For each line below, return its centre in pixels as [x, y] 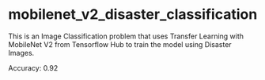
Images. [21, 53]
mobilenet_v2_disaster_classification [133, 15]
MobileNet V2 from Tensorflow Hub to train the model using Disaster [120, 44]
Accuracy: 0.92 [33, 67]
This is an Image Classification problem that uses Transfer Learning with [126, 36]
